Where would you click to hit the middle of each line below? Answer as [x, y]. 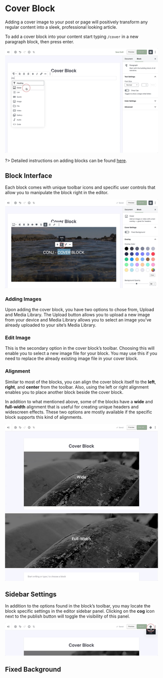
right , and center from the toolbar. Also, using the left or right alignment [77, 387]
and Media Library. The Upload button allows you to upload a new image [78, 315]
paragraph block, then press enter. [40, 41]
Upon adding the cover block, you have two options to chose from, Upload [80, 309]
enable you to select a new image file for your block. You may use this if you [81, 354]
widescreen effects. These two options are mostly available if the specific [79, 412]
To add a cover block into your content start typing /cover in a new [72, 36]
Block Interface [29, 176]
